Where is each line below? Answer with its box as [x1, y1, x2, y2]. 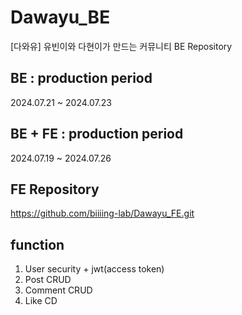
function [10, 236, 65, 253]
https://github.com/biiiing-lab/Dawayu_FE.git [10, 207, 195, 220]
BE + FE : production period [10, 126, 184, 143]
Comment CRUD [24, 284, 93, 296]
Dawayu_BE [10, 6, 111, 29]
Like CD [24, 295, 58, 307]
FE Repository [10, 181, 100, 198]
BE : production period [10, 70, 153, 87]
